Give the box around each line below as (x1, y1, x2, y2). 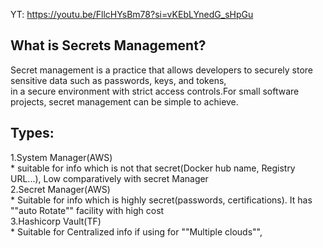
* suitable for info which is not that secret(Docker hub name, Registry (10, 162, 296, 174)
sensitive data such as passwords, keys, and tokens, (10, 74, 227, 86)
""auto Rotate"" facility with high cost (10, 204, 165, 216)
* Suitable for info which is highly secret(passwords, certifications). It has (10, 194, 313, 206)
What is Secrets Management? (10, 37, 207, 54)
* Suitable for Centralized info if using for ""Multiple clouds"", (10, 225, 263, 238)
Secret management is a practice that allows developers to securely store (10, 64, 314, 76)
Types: (10, 125, 55, 142)
